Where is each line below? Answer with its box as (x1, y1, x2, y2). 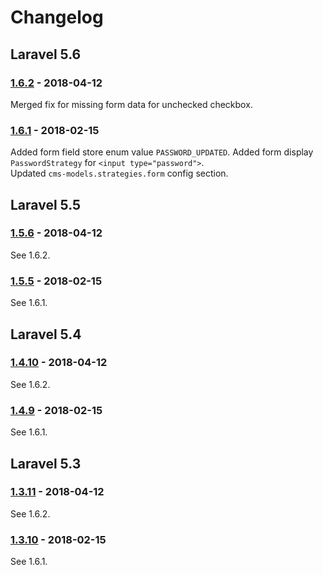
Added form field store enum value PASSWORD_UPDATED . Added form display (10, 146, 314, 158)
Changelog (10, 6, 104, 29)
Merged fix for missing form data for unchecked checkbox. (10, 98, 253, 110)
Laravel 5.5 (10, 196, 82, 213)
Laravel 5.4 (10, 326, 82, 343)
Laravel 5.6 (10, 46, 82, 63)
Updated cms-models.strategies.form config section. (10, 167, 229, 180)
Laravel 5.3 (10, 455, 82, 472)
